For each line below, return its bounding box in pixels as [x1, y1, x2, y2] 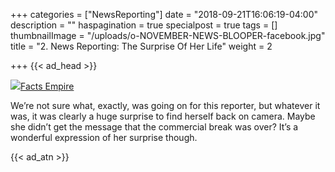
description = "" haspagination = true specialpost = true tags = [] [10, 19, 278, 31]
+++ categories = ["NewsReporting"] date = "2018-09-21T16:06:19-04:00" [10, 9, 319, 20]
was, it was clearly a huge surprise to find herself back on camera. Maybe [10, 110, 316, 122]
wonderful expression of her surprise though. [10, 132, 198, 143]
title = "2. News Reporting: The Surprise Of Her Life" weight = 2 [10, 40, 273, 52]
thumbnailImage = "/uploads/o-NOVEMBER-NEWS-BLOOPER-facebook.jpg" [10, 30, 326, 41]
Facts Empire [20, 80, 75, 92]
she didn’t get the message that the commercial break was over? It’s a [10, 121, 299, 133]
